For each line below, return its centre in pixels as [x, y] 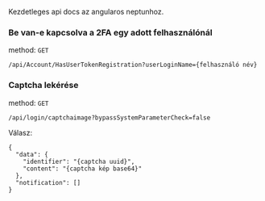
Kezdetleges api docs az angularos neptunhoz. [86, 12]
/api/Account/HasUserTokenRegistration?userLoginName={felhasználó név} [133, 65]
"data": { [32, 154]
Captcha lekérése [43, 86]
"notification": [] [48, 182]
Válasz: [21, 132]
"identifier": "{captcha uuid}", [79, 161]
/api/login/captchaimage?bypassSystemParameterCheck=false [110, 117]
